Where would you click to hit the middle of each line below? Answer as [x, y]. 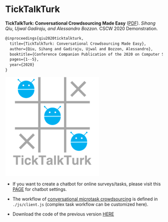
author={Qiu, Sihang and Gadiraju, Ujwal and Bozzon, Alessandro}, [81, 49]
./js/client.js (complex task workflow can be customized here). [80, 204]
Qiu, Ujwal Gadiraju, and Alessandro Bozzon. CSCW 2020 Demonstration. [81, 28]
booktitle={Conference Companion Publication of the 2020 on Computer [85, 54]
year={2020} [22, 65]
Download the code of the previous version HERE [63, 214]
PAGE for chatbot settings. [39, 189]
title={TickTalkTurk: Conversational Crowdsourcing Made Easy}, [78, 44]
